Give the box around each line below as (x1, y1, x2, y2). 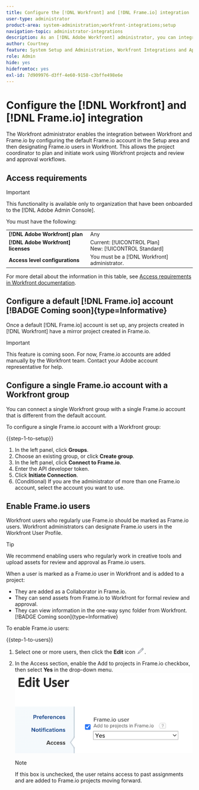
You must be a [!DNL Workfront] (90, 253, 169, 260)
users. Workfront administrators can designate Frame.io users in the (6, 523, 172, 530)
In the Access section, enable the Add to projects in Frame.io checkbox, (14, 660, 191, 667)
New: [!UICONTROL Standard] (90, 245, 164, 252)
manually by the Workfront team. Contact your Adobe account (6, 356, 158, 364)
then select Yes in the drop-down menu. (14, 666, 114, 673)
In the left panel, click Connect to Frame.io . (14, 458, 121, 466)
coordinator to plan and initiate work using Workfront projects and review (6, 149, 185, 157)
